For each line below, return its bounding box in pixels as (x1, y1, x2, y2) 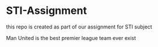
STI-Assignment (6, 4, 87, 17)
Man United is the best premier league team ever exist (6, 34, 136, 41)
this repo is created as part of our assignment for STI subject (6, 23, 153, 30)
